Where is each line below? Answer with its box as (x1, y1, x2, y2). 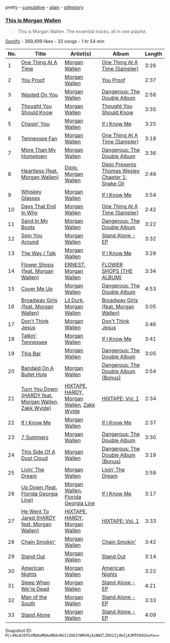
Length (145, 50, 162, 57)
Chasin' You (21, 120, 50, 127)
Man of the (21, 594, 47, 601)
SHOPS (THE (102, 267, 133, 275)
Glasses (21, 195, 40, 202)
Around (21, 239, 39, 246)
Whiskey (21, 188, 42, 195)
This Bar (21, 350, 41, 357)
